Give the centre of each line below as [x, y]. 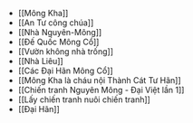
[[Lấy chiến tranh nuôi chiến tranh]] [84, 99]
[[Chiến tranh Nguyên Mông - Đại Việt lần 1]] [101, 90]
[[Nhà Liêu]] [40, 61]
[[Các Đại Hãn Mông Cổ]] [65, 71]
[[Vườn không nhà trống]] [66, 52]
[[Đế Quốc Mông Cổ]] [58, 42]
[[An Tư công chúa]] [56, 23]
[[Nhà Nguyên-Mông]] [60, 32]
